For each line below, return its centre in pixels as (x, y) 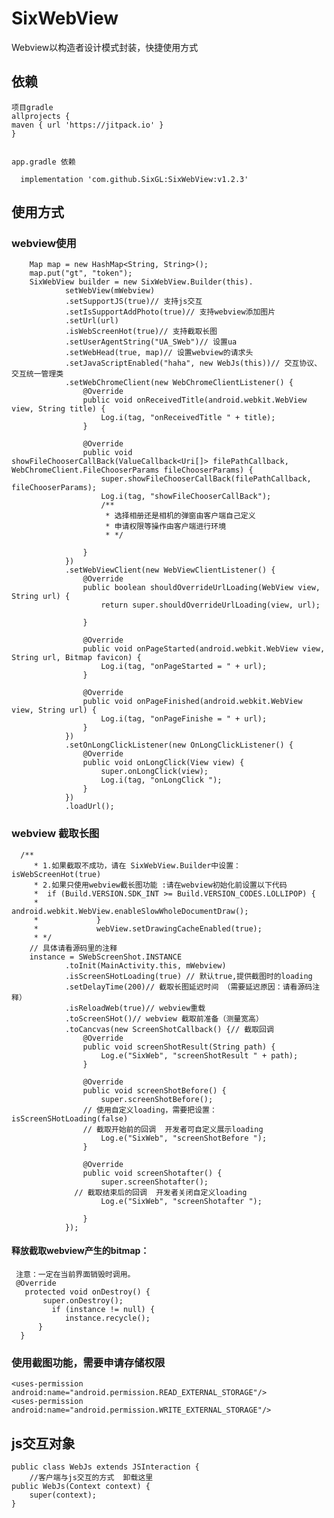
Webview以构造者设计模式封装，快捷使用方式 (105, 47)
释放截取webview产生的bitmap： (80, 1251)
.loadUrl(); (89, 807)
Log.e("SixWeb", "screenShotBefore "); (184, 1138)
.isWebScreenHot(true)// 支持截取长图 (141, 332)
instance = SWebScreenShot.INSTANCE (106, 957)
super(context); (63, 1495)
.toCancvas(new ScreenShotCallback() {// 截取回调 (169, 1029)
